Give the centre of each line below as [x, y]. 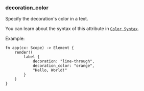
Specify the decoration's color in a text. [47, 19]
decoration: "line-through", [64, 61]
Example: [15, 39]
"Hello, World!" [50, 71]
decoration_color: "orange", [64, 66]
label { [32, 57]
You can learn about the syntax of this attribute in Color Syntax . [72, 29]
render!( [24, 53]
